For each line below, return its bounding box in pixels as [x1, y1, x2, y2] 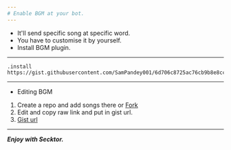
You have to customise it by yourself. [16, 36, 122, 45]
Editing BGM [16, 87, 53, 96]
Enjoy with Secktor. [7, 135, 64, 143]
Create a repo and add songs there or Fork [16, 101, 139, 109]
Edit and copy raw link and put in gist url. [16, 108, 133, 116]
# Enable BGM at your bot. [7, 10, 85, 17]
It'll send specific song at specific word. [16, 29, 131, 37]
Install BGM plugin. [16, 43, 71, 51]
